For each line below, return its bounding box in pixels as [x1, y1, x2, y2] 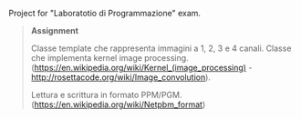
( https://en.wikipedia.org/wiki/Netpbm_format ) [30, 99, 206, 110]
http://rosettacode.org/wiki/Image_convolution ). [30, 72, 212, 83]
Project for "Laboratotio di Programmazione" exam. [8, 8, 202, 18]
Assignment [30, 25, 79, 35]
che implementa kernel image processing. [30, 53, 189, 63]
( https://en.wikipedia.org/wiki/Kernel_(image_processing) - [30, 63, 253, 73]
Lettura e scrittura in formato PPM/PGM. [30, 90, 182, 100]
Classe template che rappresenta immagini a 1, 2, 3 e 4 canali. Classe [30, 43, 292, 54]
